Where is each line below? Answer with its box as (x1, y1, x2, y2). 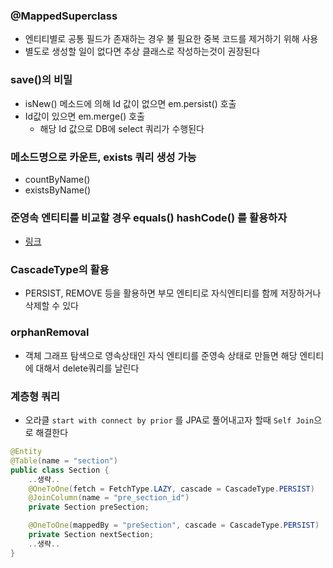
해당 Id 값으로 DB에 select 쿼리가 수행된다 (39, 122, 205, 134)
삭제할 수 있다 (24, 300, 79, 312)
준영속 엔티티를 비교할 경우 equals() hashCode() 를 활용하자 (10, 210, 288, 224)
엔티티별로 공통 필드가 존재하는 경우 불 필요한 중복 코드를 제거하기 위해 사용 (24, 33, 319, 45)
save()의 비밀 (10, 73, 73, 87)
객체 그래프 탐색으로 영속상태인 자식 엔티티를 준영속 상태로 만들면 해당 (24, 349, 298, 361)
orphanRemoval (10, 325, 90, 339)
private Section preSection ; (28, 502, 150, 513)
